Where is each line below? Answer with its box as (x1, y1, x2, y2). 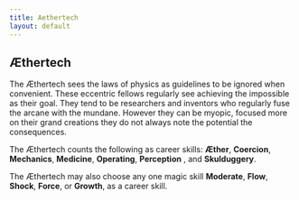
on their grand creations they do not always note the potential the (9, 117, 253, 128)
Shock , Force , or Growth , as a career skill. (9, 181, 168, 192)
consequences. (9, 127, 68, 138)
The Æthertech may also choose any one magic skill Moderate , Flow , (9, 171, 268, 182)
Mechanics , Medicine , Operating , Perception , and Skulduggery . (9, 154, 257, 165)
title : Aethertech (9, 13, 79, 23)
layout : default (9, 22, 70, 31)
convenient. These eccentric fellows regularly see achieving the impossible (9, 88, 290, 99)
